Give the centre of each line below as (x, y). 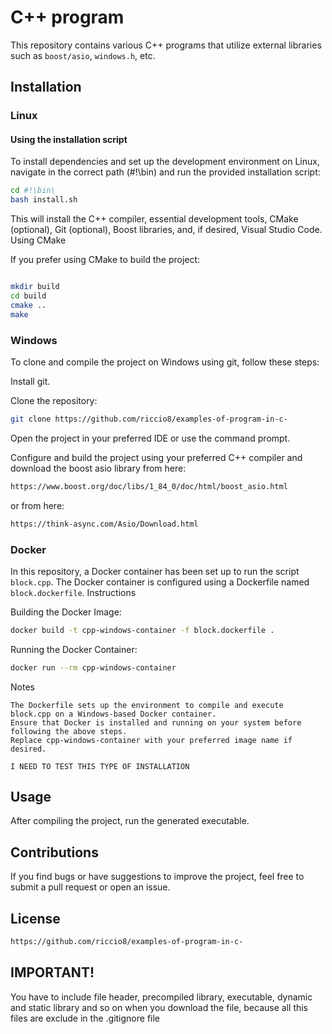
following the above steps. (69, 731)
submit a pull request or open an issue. (90, 887)
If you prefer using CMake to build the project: (105, 260)
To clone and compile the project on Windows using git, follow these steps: (165, 362)
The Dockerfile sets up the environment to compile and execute (147, 705)
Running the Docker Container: (74, 649)
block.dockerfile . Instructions (73, 592)
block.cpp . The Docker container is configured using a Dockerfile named (160, 582)
